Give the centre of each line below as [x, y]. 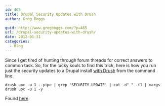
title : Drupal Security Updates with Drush [51, 14]
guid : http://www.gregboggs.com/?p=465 [46, 28]
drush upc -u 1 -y [24, 89]
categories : [17, 42]
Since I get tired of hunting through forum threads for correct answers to [79, 60]
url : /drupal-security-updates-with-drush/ [51, 33]
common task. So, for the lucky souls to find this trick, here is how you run [81, 65]
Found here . [17, 98]
